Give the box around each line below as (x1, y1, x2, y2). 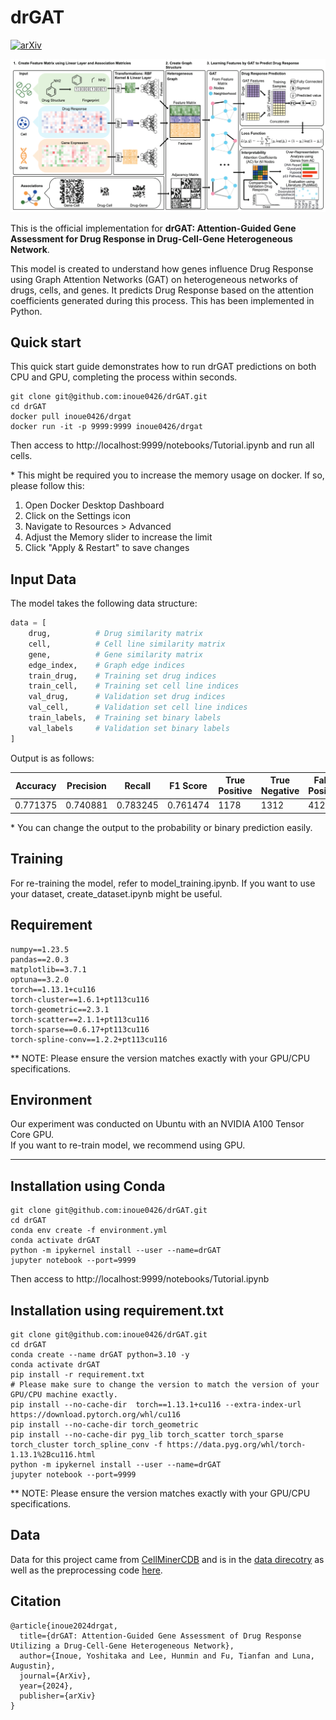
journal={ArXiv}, (19, 1671, 92, 1681)
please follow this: (10, 480, 85, 492)
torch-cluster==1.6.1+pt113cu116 (10, 994, 150, 1005)
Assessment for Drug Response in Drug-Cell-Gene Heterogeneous (10, 232, 293, 245)
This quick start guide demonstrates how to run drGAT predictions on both (10, 361, 317, 373)
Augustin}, (10, 1661, 56, 1671)
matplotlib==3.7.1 (10, 964, 87, 975)
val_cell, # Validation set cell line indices (28, 702, 248, 713)
